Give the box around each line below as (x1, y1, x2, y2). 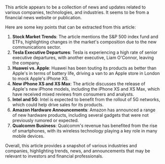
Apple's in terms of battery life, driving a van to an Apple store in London (12, 70, 160, 76)
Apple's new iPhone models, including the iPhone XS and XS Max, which (12, 86, 160, 92)
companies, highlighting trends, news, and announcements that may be (5, 148, 150, 154)
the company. (12, 60, 40, 66)
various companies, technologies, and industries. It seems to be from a (5, 9, 149, 15)
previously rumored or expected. (12, 118, 79, 123)
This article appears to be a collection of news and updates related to (5, 4, 146, 10)
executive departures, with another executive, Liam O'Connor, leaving (12, 55, 154, 61)
